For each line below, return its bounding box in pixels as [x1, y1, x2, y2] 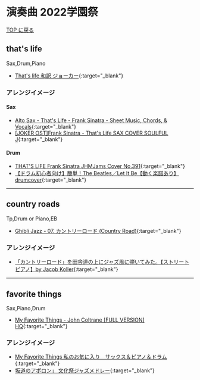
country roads [6, 199, 60, 209]
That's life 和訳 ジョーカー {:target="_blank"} [14, 72, 124, 79]
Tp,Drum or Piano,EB [6, 215, 58, 222]
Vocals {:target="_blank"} [14, 123, 76, 130]
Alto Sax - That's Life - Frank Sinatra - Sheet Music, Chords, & [14, 117, 168, 124]
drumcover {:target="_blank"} [14, 176, 87, 183]
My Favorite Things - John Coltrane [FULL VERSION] [14, 316, 145, 323]
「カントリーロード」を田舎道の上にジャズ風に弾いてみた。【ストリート [14, 258, 189, 266]
